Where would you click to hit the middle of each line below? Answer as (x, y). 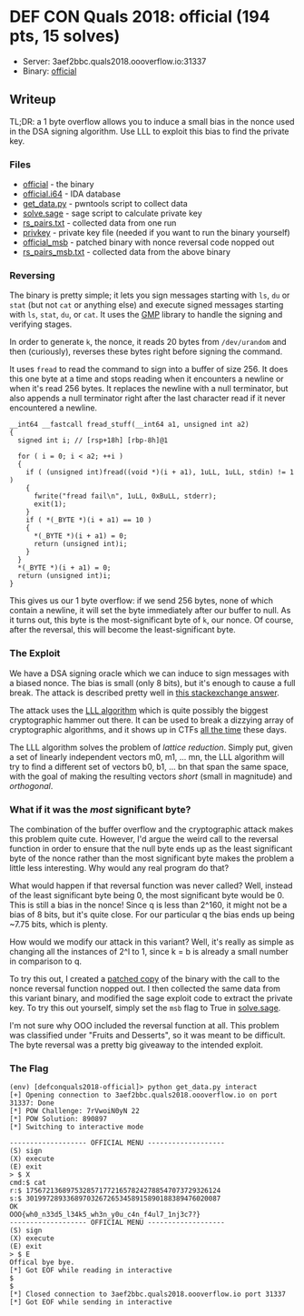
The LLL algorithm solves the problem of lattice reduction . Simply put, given (151, 747)
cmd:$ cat (28, 1183)
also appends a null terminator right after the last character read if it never (147, 399)
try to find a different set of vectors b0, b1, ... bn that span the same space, (149, 766)
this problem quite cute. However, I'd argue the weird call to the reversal (144, 838)
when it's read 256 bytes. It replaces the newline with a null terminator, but (149, 389)
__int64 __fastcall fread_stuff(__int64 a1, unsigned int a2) (129, 425)
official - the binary (58, 185)
